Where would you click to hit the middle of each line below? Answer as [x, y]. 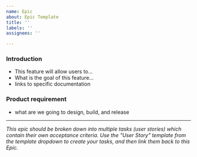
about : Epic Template [33, 17]
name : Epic [19, 11]
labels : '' [19, 28]
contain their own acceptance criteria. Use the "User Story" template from [96, 135]
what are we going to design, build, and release [72, 112]
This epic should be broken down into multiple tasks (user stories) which [94, 129]
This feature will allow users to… [53, 71]
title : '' [18, 22]
